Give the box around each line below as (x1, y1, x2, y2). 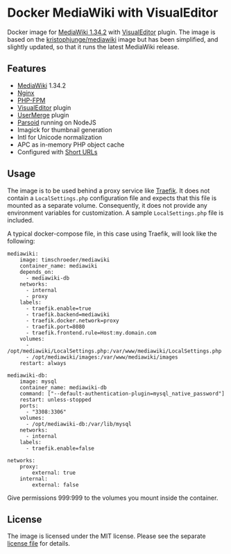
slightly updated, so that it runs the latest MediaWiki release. (7, 42, 180, 51)
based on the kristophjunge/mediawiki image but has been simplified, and (7, 35, 219, 43)
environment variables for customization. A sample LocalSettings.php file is (7, 209, 224, 217)
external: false (32, 481, 79, 488)
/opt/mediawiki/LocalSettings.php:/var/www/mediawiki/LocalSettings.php (7, 348, 222, 355)
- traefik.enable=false (25, 445, 95, 452)
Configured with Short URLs (17, 147, 98, 156)
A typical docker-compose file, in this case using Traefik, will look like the (7, 229, 217, 238)
